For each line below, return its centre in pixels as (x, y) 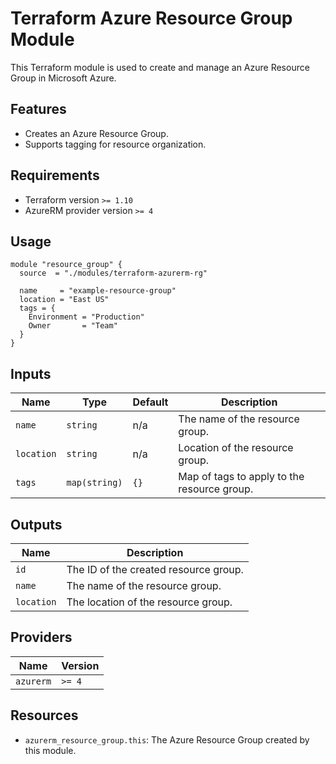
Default (150, 402)
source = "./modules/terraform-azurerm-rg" (113, 273)
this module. (50, 750)
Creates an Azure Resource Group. (96, 133)
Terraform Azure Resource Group (151, 18)
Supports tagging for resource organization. (115, 144)
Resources (44, 715)
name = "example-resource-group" (98, 291)
